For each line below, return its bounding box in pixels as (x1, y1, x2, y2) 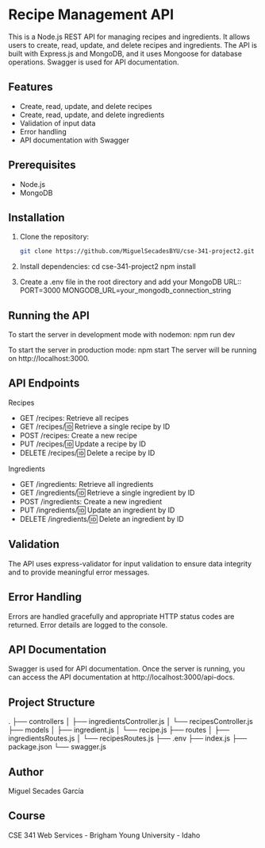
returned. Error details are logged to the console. (8, 620, 168, 629)
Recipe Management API (8, 6, 175, 24)
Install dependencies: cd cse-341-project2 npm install (19, 262, 196, 271)
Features (8, 80, 53, 94)
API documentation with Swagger (19, 135, 129, 145)
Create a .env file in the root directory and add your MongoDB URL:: (19, 277, 242, 287)
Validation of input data (19, 118, 96, 128)
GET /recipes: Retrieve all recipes (19, 413, 129, 422)
